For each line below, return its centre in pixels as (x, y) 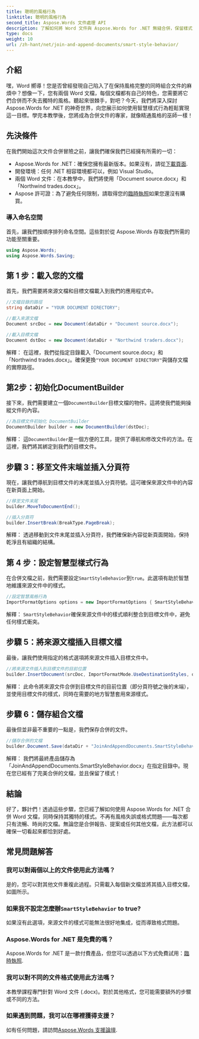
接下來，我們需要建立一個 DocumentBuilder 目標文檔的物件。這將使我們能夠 (96, 403)
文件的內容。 (27, 410)
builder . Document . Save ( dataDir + (47, 747)
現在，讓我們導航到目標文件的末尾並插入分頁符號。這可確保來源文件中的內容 (99, 482)
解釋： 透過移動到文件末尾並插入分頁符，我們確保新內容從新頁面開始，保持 (98, 535)
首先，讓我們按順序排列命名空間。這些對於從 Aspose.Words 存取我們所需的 (98, 231)
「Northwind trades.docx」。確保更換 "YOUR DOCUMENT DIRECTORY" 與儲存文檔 (97, 360)
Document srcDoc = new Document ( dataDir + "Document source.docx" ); (92, 324)
